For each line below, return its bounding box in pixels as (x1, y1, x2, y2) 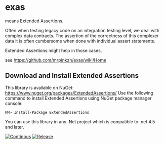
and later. (5, 124, 24, 130)
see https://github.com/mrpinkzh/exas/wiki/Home (5, 57, 107, 63)
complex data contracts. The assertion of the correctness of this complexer (5, 33, 159, 39)
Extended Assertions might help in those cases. (5, 48, 102, 53)
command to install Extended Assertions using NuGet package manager (5, 95, 152, 101)
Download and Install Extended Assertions (5, 71, 139, 80)
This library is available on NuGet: (5, 85, 74, 91)
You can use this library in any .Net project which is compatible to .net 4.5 (5, 118, 155, 125)
